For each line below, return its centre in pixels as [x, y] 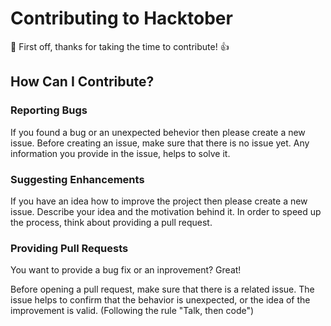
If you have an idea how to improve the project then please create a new [159, 201]
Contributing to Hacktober [121, 18]
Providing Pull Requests [69, 248]
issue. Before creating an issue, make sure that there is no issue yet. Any [160, 143]
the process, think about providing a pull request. [111, 222]
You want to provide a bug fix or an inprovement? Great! [126, 270]
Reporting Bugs [49, 110]
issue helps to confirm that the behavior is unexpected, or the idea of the [160, 300]
